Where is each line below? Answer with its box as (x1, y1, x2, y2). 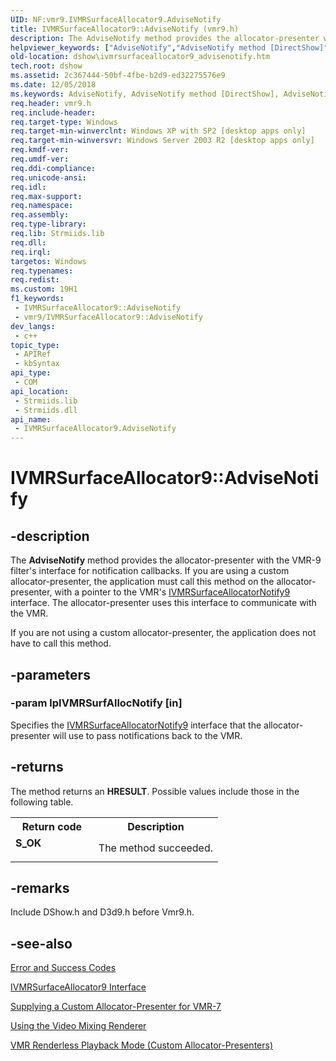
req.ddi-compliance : (10, 163, 97, 173)
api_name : (10, 414, 52, 425)
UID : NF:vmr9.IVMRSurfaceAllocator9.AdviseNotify (10, 14, 222, 25)
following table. (10, 796, 74, 808)
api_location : (10, 386, 70, 396)
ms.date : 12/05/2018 (10, 80, 97, 90)
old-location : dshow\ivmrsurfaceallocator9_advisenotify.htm (10, 52, 271, 62)
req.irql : (10, 247, 52, 257)
